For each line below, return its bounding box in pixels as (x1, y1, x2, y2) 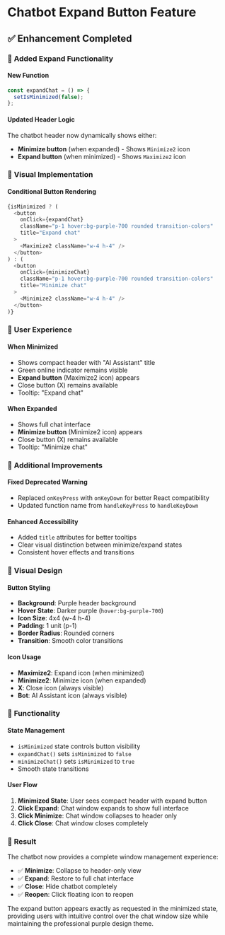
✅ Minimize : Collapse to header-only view (17, 866, 142, 875)
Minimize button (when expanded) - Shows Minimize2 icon (17, 144, 190, 153)
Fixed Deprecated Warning (7, 478, 88, 487)
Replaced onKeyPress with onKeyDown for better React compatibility (17, 493, 210, 502)
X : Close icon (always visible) (17, 683, 104, 692)
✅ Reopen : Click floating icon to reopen (17, 890, 134, 899)
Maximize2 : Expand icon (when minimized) (17, 668, 145, 677)
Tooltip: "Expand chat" (17, 388, 83, 397)
